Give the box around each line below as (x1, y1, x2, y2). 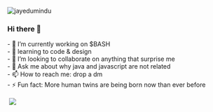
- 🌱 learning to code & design (7, 48, 92, 56)
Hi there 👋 (7, 24, 42, 34)
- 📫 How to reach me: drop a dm (7, 70, 103, 78)
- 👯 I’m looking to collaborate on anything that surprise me (7, 55, 175, 63)
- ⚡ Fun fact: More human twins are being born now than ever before (7, 80, 206, 89)
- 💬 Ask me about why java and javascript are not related (7, 62, 171, 71)
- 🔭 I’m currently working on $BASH (7, 40, 111, 48)
